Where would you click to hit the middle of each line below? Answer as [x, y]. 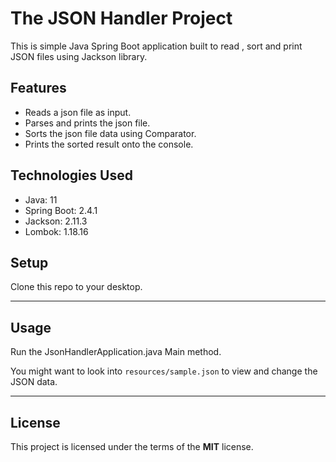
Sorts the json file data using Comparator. [110, 133]
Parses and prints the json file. [87, 123]
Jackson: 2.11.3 [56, 221]
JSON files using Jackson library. [79, 56]
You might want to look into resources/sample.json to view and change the [164, 371]
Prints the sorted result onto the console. [109, 144]
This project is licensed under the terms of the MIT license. [132, 446]
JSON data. [34, 382]
